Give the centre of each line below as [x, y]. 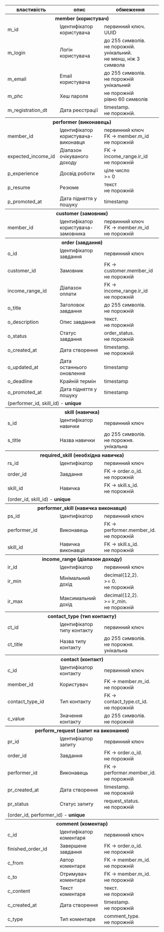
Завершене [73, 846]
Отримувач [73, 874]
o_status [17, 336]
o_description [23, 322]
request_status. [122, 801]
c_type [15, 919]
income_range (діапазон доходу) [82, 559]
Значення [71, 716]
